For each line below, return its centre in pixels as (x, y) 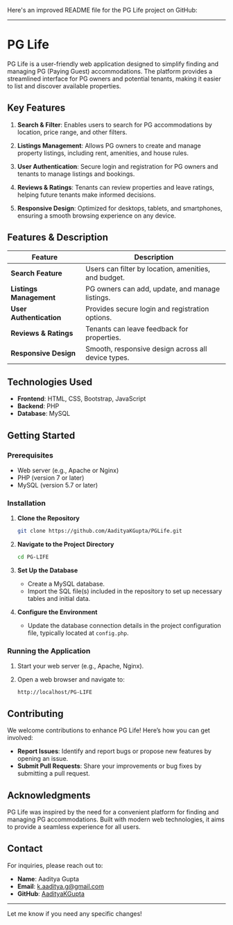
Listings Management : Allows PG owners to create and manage (109, 145)
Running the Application (49, 651)
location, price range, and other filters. (72, 132)
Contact (25, 849)
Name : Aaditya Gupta (48, 878)
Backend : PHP (38, 406)
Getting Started (41, 435)
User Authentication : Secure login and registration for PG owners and (118, 166)
